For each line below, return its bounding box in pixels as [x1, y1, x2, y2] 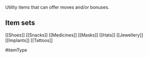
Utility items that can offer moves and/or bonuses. [5, 4, 110, 10]
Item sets [5, 18, 35, 27]
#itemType [5, 47, 27, 53]
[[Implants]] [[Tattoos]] [5, 37, 53, 43]
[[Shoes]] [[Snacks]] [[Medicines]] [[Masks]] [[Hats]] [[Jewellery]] [5, 32, 143, 38]
